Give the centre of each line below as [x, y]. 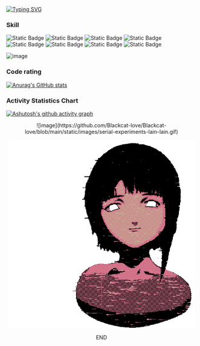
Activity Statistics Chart [42, 101]
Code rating [24, 72]
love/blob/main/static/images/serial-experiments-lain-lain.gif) [102, 131]
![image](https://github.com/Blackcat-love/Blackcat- [102, 125]
